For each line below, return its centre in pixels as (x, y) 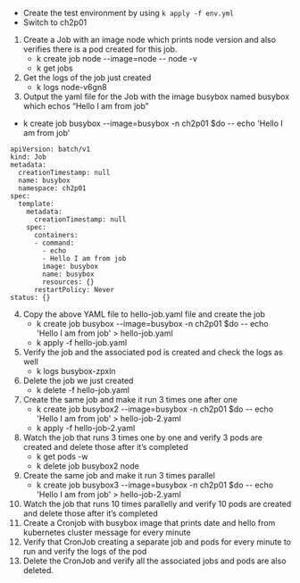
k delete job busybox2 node (87, 466)
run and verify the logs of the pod (85, 551)
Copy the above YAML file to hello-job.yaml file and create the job (144, 314)
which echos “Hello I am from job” (86, 106)
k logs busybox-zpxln (76, 371)
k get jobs (55, 68)
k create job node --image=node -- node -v (117, 58)
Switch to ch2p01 (55, 22)
